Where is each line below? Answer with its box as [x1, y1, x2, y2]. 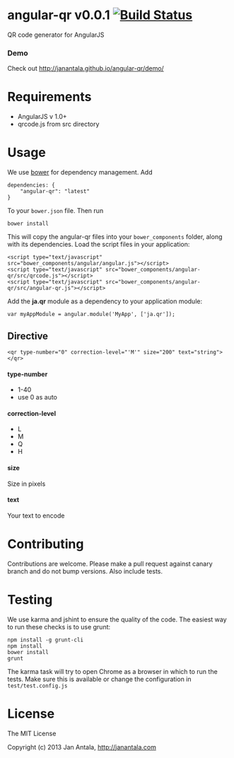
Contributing [7, 536, 84, 552]
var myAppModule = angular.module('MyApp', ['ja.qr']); [7, 311, 175, 318]
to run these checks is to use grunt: [7, 622, 111, 631]
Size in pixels [7, 479, 46, 488]
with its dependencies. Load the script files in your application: [7, 240, 190, 249]
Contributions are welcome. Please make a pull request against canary [7, 559, 213, 568]
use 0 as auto [17, 393, 58, 402]
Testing [7, 591, 53, 607]
